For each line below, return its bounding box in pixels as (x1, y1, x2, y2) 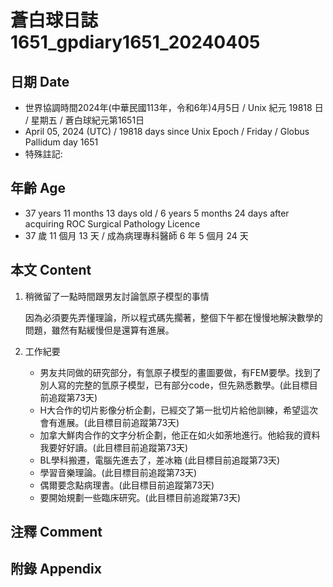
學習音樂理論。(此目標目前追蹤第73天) (39, 466, 198, 478)
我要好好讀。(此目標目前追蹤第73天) (39, 441, 189, 453)
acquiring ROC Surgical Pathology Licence (24, 217, 201, 230)
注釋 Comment (10, 524, 103, 541)
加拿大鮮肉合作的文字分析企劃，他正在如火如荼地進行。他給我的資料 (39, 429, 321, 441)
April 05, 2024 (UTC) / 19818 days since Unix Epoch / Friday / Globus (24, 126, 310, 137)
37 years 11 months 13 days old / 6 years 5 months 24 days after (24, 207, 290, 219)
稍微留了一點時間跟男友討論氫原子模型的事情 (24, 290, 210, 302)
